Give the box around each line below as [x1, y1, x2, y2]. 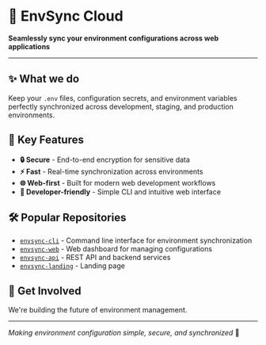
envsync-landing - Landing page [19, 261, 125, 270]
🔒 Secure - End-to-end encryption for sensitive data [19, 155, 190, 164]
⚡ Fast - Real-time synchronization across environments [19, 167, 203, 176]
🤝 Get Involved [8, 284, 82, 297]
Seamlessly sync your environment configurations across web [8, 33, 219, 43]
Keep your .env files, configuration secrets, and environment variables [8, 93, 237, 102]
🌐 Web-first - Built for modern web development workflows [19, 178, 216, 187]
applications [8, 41, 50, 51]
